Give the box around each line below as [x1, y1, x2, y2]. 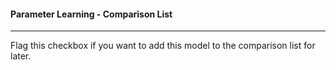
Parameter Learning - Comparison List [10, 8, 173, 20]
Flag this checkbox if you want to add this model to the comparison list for [10, 40, 316, 52]
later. [10, 50, 32, 62]
